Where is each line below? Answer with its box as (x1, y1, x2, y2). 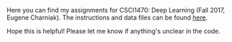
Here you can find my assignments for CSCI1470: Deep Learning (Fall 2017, (6, 6, 226, 14)
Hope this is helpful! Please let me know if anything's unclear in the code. (6, 27, 221, 35)
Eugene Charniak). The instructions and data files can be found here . (6, 13, 208, 22)
